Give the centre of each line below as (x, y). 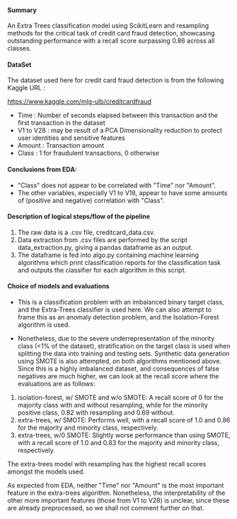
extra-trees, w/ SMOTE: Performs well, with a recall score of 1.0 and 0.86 (124, 420)
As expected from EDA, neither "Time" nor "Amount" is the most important (116, 486)
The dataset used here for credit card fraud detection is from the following (116, 80)
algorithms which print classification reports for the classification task (119, 262)
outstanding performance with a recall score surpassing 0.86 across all (111, 41)
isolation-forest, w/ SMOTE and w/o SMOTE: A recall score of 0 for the (121, 398)
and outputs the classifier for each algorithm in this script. (102, 270)
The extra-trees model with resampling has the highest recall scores (107, 464)
